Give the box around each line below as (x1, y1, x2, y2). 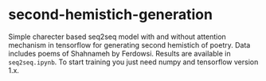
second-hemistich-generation (8, 6, 213, 24)
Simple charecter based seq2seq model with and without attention (8, 32, 227, 41)
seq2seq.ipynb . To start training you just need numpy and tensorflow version (8, 57, 259, 67)
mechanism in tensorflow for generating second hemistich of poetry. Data (8, 40, 251, 49)
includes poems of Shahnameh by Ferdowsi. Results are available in (8, 48, 231, 58)
